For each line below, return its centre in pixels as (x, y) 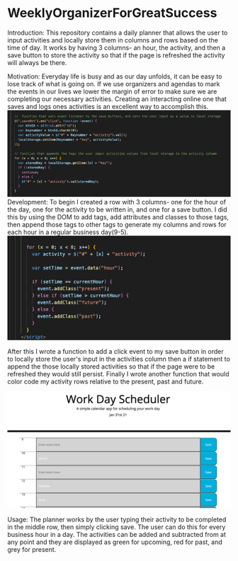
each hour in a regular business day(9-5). (68, 232)
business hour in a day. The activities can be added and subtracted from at (117, 534)
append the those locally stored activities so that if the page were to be (111, 366)
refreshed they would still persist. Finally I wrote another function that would (118, 374)
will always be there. (37, 62)
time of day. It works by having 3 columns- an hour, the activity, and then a (117, 47)
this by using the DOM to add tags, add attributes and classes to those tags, (118, 217)
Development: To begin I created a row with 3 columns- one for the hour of (117, 202)
